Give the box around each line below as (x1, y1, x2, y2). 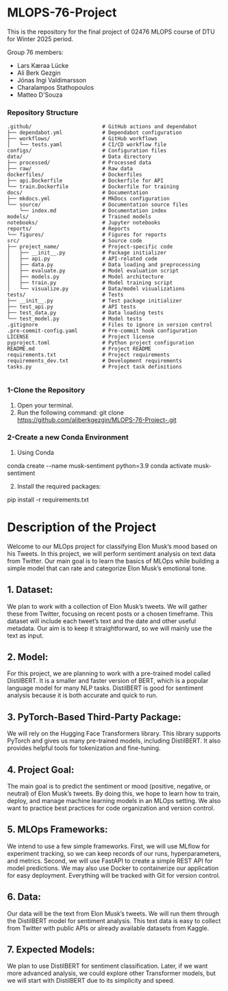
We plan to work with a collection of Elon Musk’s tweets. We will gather (7, 602, 207, 610)
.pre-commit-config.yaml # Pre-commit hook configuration (7, 327, 197, 334)
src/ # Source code (7, 237, 142, 244)
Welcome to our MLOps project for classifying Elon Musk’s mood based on (7, 542, 218, 550)
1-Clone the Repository (7, 386, 86, 395)
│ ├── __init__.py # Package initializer (7, 249, 167, 257)
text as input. (7, 631, 45, 640)
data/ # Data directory (7, 153, 152, 161)
